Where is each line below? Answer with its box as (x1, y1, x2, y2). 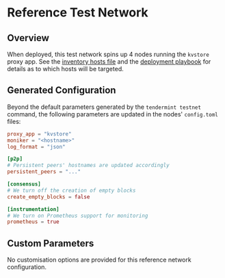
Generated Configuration (7, 84, 116, 97)
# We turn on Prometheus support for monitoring (7, 212, 148, 219)
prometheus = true (7, 218, 59, 225)
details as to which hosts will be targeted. (7, 65, 124, 73)
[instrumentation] (7, 205, 59, 213)
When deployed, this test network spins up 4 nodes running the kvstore (7, 50, 210, 58)
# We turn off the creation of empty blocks (7, 187, 136, 194)
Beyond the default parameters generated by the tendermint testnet (7, 103, 202, 111)
